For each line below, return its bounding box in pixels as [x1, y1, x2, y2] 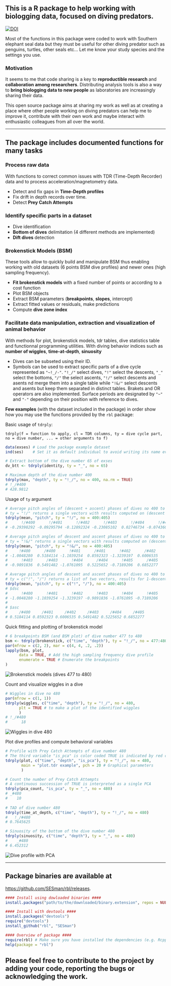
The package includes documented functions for [5, 138, 164, 147]
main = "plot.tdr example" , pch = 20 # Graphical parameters [21, 763, 154, 768]
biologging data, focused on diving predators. [5, 12, 154, 21]
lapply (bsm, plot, [5, 648, 44, 653]
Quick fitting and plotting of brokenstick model [5, 623, 103, 630]
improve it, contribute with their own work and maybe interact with [5, 113, 145, 119]
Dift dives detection [12, 234, 55, 241]
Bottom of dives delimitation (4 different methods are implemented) [12, 229, 155, 235]
